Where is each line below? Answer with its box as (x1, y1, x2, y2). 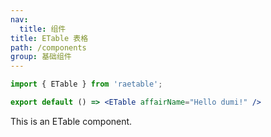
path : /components (10, 42, 87, 53)
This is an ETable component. (10, 115, 133, 127)
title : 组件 (19, 24, 67, 34)
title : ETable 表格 (10, 33, 89, 43)
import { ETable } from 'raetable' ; (10, 79, 163, 90)
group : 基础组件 (10, 52, 72, 62)
